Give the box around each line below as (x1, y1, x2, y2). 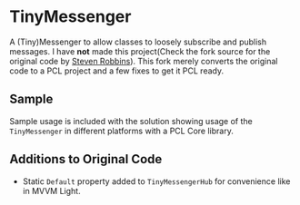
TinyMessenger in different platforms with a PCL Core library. (9, 125, 234, 136)
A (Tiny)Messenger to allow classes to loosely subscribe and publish (9, 36, 267, 47)
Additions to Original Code (9, 151, 163, 167)
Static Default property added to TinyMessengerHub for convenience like (22, 175, 291, 187)
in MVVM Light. (22, 185, 81, 196)
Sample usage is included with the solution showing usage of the (9, 115, 253, 126)
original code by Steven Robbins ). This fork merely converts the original (9, 55, 278, 66)
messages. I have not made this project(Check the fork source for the (9, 45, 271, 56)
